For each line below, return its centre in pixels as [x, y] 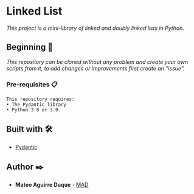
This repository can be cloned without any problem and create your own [97, 61]
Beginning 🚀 [30, 47]
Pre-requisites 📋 [32, 85]
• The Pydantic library [36, 105]
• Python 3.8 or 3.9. [34, 110]
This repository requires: [40, 99]
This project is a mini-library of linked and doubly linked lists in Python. [95, 28]
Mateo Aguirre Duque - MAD [52, 184]
